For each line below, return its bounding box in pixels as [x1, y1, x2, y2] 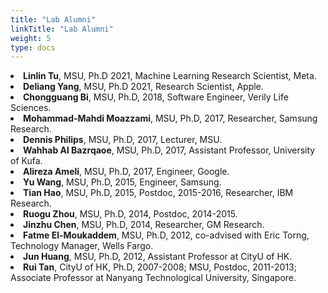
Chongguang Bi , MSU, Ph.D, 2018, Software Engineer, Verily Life [23, 91, 289, 103]
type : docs [10, 42, 56, 53]
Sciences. [10, 102, 52, 114]
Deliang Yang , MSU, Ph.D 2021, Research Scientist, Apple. [23, 81, 264, 93]
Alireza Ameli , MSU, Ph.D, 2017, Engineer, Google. [23, 166, 230, 178]
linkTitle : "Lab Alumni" [10, 24, 114, 34]
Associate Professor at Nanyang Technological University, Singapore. [10, 272, 297, 284]
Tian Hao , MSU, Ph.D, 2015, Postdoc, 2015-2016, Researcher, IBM [23, 187, 294, 199]
